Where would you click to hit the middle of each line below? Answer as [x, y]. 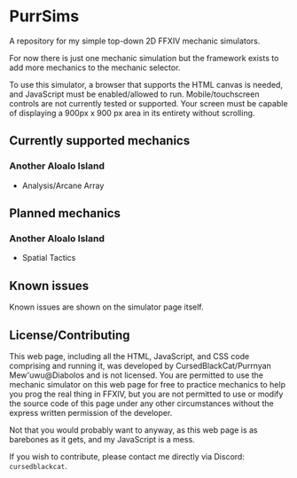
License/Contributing [70, 335]
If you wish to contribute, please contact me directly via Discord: [127, 456]
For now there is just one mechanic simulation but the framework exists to [144, 58]
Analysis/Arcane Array [63, 185]
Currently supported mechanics [100, 141]
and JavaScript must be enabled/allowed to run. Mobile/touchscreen [134, 94]
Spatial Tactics [49, 258]
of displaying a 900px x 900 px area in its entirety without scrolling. [132, 113]
